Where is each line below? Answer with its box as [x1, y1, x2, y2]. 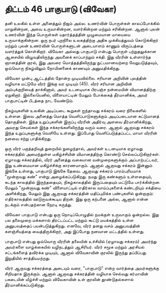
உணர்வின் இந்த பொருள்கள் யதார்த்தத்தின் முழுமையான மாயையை [4, 31, 131, 37]
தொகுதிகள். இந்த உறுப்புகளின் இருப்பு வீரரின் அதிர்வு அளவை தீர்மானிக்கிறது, [4, 119, 152, 125]
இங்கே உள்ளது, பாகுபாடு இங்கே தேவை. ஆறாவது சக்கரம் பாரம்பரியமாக [4, 168, 141, 174]
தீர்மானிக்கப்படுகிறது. [4, 282, 45, 288]
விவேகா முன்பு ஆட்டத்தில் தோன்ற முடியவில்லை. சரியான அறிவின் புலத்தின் [4, 75, 147, 81]
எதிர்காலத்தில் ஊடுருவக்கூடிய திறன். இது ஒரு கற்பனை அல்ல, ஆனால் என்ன [4, 196, 148, 202]
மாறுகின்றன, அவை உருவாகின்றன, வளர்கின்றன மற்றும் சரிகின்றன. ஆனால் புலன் [4, 26, 160, 32]
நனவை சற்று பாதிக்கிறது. [4, 136, 52, 142]
